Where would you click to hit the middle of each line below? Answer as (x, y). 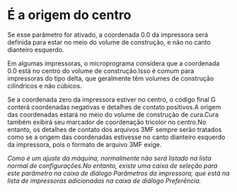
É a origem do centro (69, 15)
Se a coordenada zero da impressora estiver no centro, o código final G (111, 100)
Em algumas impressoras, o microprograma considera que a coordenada (114, 63)
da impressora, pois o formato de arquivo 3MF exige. (85, 144)
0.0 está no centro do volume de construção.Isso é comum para (101, 71)
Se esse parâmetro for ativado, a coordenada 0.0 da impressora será (108, 35)
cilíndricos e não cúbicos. (45, 85)
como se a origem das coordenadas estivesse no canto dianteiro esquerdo (116, 137)
